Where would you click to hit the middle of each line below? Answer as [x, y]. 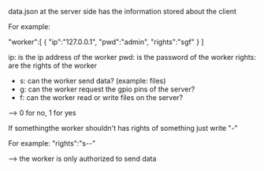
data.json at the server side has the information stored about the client [122, 11]
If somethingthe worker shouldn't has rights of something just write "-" [123, 128]
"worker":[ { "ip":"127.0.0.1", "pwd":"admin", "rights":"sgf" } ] [106, 42]
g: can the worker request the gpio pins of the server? [107, 89]
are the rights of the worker [52, 65]
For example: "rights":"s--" [52, 143]
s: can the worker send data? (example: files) [93, 81]
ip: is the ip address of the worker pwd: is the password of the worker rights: [132, 57]
